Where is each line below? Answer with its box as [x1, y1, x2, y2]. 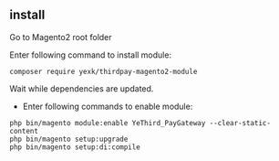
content [9, 126, 39, 135]
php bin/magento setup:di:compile [9, 142, 141, 152]
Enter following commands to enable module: [22, 101, 193, 112]
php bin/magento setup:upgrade [9, 134, 129, 144]
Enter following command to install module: [9, 49, 171, 60]
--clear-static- [209, 118, 272, 127]
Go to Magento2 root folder [9, 31, 112, 42]
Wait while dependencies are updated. [9, 82, 154, 94]
